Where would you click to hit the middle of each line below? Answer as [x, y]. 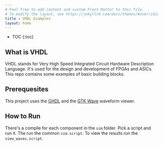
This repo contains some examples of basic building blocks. [65, 74]
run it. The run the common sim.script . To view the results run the [72, 133]
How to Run [23, 116]
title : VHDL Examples [28, 18]
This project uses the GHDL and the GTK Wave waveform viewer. [70, 101]
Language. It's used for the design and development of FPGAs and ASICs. [79, 69]
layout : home [18, 23]
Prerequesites [27, 89]
